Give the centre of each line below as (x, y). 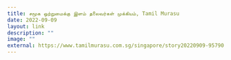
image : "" (21, 39)
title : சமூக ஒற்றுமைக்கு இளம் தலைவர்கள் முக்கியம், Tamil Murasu (93, 13)
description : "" (30, 33)
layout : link (26, 26)
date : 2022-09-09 (32, 20)
